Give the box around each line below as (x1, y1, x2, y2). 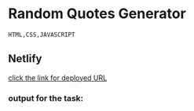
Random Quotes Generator (8, 5, 186, 23)
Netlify (8, 52, 42, 65)
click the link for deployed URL (8, 72, 108, 83)
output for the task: (8, 92, 84, 103)
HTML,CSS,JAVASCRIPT (8, 31, 76, 39)
